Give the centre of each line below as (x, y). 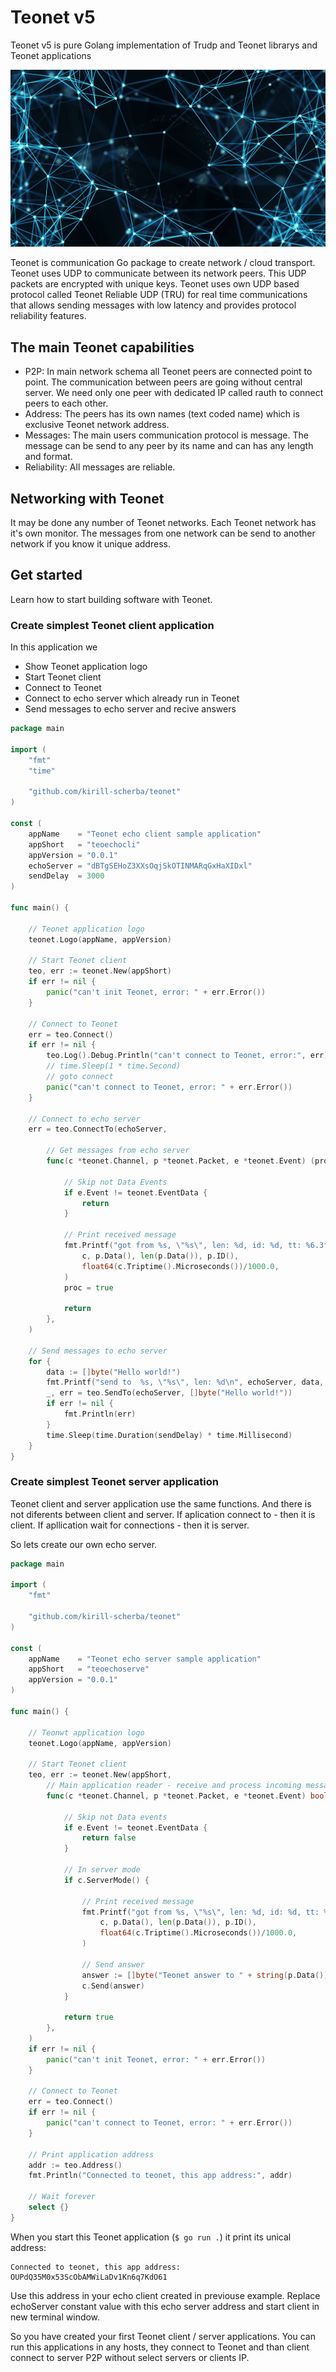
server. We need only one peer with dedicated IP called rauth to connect (174, 393)
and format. (48, 457)
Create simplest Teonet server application (115, 1482)
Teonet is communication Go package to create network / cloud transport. (163, 263)
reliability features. (48, 316)
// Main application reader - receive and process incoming (174, 1786)
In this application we (54, 647)
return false (109, 1838)
